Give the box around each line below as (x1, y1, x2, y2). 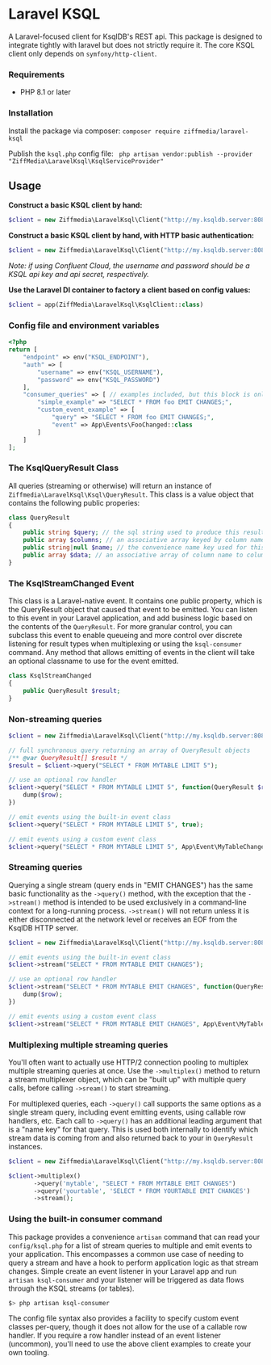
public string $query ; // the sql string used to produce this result (23, 528, 265, 537)
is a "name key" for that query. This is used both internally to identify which (8, 1124, 259, 1134)
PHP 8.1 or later (19, 87, 71, 97)
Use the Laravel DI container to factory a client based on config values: (8, 285, 251, 295)
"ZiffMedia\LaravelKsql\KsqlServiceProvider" (8, 157, 164, 166)
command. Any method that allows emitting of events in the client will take (8, 648, 256, 657)
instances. (8, 1141, 43, 1151)
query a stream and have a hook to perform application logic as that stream (8, 1258, 260, 1267)
